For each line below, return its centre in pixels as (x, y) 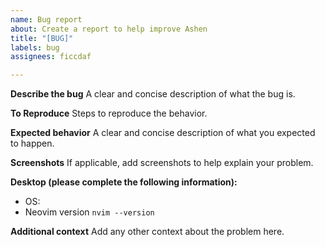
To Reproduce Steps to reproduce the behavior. (109, 113)
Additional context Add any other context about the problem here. (147, 232)
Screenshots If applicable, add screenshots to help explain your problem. (162, 163)
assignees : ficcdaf (51, 57)
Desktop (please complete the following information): (124, 182)
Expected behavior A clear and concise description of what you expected (163, 133)
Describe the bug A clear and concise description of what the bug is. (153, 94)
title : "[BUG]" (42, 38)
